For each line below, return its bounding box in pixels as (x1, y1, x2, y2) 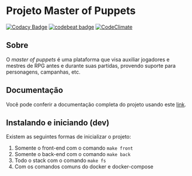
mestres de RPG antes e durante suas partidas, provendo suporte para (6, 62, 176, 69)
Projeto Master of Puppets (6, 4, 136, 18)
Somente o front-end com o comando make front (14, 144, 133, 151)
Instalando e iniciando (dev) (6, 118, 110, 127)
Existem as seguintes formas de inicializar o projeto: (6, 133, 131, 140)
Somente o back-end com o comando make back (14, 151, 131, 158)
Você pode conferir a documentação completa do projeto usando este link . (6, 101, 187, 108)
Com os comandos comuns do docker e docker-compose (14, 163, 153, 170)
